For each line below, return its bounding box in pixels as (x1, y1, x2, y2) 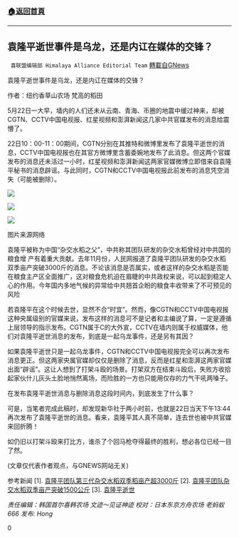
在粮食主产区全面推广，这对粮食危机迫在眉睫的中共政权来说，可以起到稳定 (7, 273, 225, 281)
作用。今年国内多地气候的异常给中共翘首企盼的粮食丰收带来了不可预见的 (19, 281, 232, 290)
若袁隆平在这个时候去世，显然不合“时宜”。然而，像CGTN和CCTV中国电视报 (7, 305, 229, 314)
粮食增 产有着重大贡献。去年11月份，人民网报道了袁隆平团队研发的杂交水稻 (7, 255, 226, 263)
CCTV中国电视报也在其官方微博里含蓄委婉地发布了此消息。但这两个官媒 (19, 148, 231, 157)
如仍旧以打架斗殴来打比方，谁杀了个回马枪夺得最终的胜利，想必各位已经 (7, 437, 219, 446)
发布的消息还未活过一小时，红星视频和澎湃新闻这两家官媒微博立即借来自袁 (7, 157, 225, 166)
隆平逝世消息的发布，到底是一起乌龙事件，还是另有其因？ (26, 332, 194, 340)
